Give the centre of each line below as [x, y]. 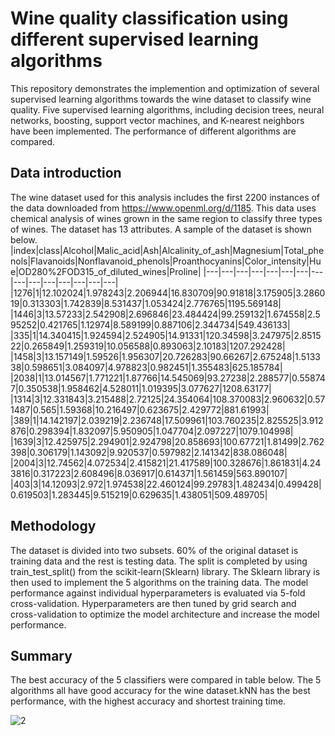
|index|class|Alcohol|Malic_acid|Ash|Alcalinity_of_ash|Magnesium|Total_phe [167, 250]
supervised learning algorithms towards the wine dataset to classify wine [161, 99]
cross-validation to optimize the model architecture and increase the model [165, 614]
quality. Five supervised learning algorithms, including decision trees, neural [167, 109]
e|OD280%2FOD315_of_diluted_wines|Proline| [106, 271]
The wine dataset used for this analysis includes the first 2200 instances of [165, 197]
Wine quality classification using [149, 18]
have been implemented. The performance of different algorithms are [153, 131]
